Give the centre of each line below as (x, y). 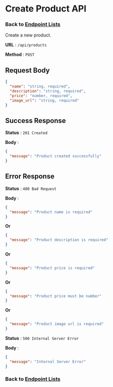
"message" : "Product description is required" (59, 240)
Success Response (35, 120)
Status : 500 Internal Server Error (42, 338)
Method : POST (20, 54)
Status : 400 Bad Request (31, 188)
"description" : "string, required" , (48, 91)
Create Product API (46, 9)
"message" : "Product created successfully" (55, 156)
